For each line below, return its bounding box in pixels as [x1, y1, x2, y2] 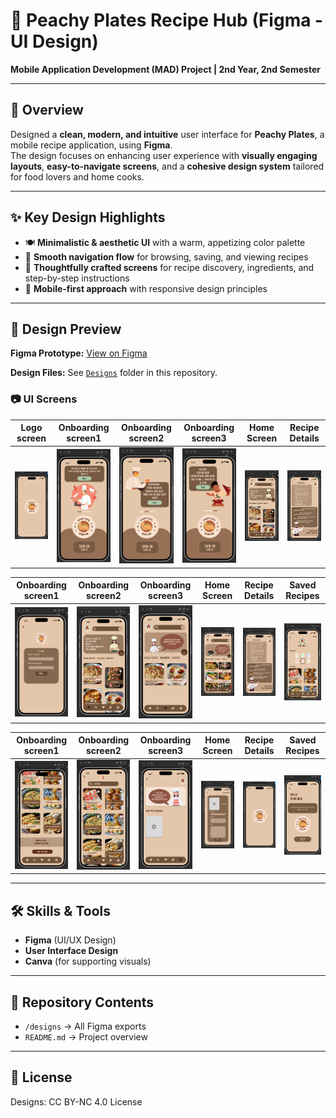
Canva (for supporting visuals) [24, 955, 152, 968]
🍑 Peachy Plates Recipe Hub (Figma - [10, 9, 324, 32]
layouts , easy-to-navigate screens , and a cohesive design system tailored [10, 160, 325, 172]
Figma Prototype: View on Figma [10, 347, 148, 359]
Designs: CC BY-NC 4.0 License [10, 1095, 143, 1108]
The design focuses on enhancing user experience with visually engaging [10, 149, 318, 161]
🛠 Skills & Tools [10, 902, 112, 919]
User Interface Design [24, 945, 119, 957]
